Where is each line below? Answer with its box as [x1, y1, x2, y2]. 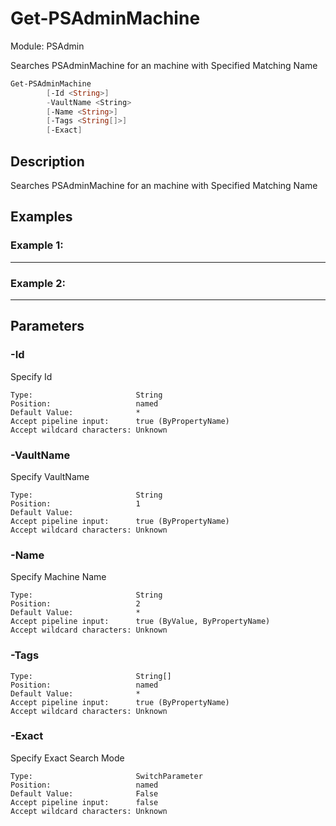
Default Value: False [10, 788, 159, 799]
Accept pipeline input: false [10, 797, 159, 807]
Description [10, 153, 85, 170]
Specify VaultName [10, 470, 90, 482]
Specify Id [10, 370, 53, 382]
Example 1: [10, 238, 64, 252]
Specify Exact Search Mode [10, 752, 125, 764]
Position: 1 [10, 498, 141, 509]
